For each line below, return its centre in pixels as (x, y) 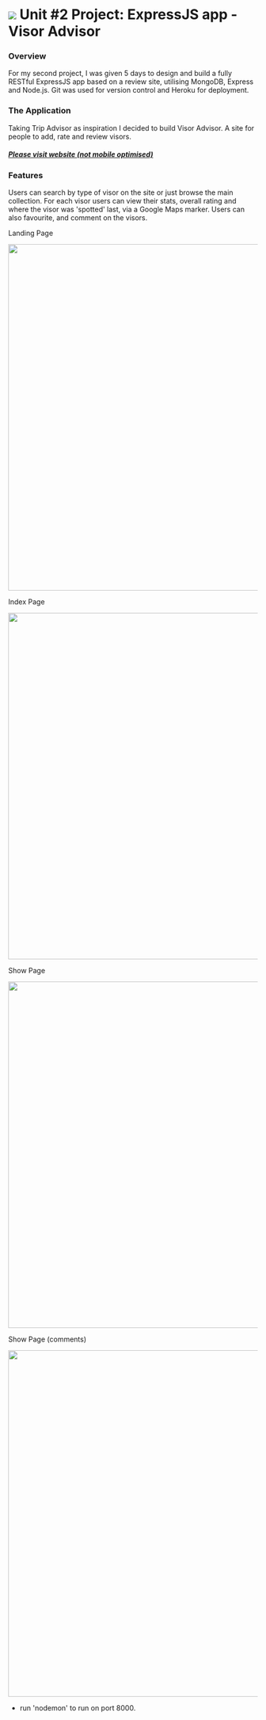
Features (26, 175)
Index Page (27, 602)
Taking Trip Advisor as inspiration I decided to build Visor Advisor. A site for (131, 127)
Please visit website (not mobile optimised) (81, 154)
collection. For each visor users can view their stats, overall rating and (122, 201)
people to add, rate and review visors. (70, 136)
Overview (27, 56)
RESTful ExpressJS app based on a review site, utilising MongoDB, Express (131, 82)
